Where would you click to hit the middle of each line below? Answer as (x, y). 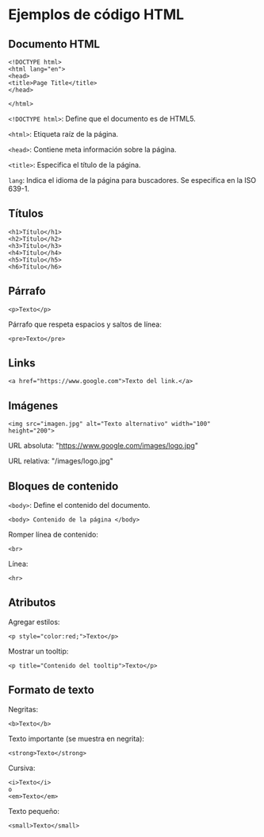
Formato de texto (52, 690)
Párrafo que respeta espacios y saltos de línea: (85, 324)
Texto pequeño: (34, 811)
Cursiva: (22, 768)
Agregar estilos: (34, 622)
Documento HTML (54, 44)
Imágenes (33, 406)
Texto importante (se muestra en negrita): (77, 738)
